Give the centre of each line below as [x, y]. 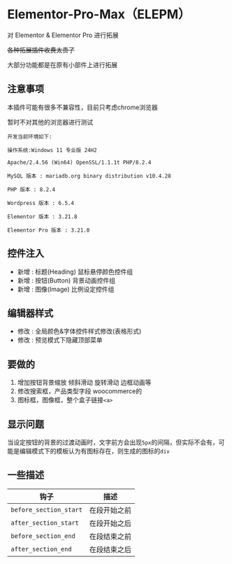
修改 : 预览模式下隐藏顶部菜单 [60, 340]
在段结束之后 [110, 549]
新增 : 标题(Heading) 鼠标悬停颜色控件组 [75, 272]
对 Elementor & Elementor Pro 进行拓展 [63, 35]
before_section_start [46, 509]
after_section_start [45, 523]
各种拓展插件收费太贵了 [41, 50]
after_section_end [41, 549]
